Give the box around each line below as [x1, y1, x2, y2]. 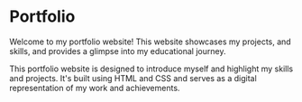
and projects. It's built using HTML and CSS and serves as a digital [9, 72, 257, 83]
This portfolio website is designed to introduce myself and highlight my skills [9, 63, 294, 74]
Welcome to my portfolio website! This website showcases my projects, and [9, 36, 291, 47]
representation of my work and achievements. [9, 82, 180, 93]
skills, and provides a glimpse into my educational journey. [9, 45, 226, 56]
